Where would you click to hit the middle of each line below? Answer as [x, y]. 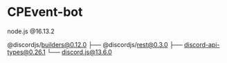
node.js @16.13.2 [31, 31]
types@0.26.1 [27, 52]
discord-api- [202, 44]
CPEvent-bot [45, 12]
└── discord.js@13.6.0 [80, 52]
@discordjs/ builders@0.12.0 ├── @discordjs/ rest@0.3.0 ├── [95, 44]
